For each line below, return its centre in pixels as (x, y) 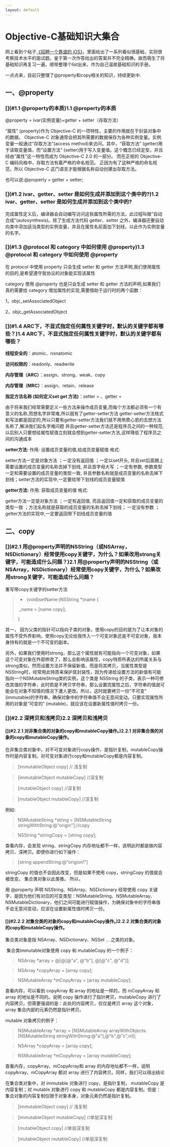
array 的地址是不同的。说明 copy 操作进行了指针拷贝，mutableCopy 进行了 (83, 997)
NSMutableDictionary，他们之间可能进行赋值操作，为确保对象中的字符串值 (83, 902)
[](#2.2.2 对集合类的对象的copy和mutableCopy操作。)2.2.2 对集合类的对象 (83, 921)
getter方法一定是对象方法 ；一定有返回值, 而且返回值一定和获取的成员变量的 (84, 501)
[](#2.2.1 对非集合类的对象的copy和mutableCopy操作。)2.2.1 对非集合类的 (82, 731)
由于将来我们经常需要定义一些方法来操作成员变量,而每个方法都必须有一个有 (83, 407)
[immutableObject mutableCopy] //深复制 (60, 777)
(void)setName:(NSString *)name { (63, 599)
